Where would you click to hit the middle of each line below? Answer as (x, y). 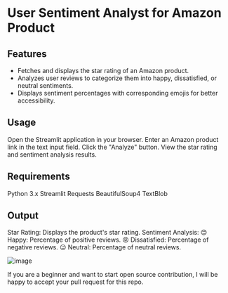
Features (27, 54)
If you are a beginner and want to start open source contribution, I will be (113, 275)
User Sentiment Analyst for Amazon (115, 13)
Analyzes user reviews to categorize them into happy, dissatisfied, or (117, 78)
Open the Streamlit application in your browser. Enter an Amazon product (113, 139)
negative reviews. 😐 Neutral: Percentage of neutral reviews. (94, 247)
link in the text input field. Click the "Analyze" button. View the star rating (112, 147)
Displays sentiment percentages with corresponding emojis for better (118, 93)
